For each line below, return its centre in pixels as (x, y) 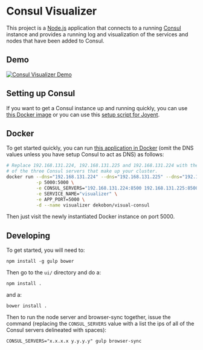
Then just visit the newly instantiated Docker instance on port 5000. (91, 217)
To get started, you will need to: (46, 250)
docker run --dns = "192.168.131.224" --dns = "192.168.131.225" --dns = (94, 177)
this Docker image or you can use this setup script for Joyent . (83, 114)
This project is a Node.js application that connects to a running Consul (94, 28)
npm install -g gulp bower (40, 262)
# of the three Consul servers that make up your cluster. (82, 171)
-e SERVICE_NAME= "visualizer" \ (77, 194)
